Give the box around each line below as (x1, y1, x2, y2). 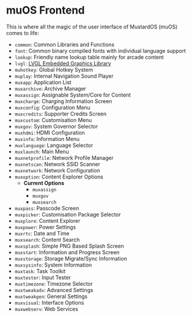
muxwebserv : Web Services (14, 305, 79, 312)
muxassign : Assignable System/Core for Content (14, 91, 131, 98)
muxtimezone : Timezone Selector (14, 280, 93, 287)
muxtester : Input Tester (14, 274, 71, 281)
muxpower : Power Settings (14, 223, 76, 230)
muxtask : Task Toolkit (14, 267, 66, 274)
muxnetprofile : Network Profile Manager (14, 154, 114, 161)
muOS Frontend (6, 4, 85, 17)
